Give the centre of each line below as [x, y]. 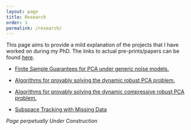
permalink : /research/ [34, 28]
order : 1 [17, 22]
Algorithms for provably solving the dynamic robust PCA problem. [95, 80]
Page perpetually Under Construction [52, 121]
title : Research [26, 17]
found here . [20, 57]
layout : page [22, 12]
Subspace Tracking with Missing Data [61, 109]
